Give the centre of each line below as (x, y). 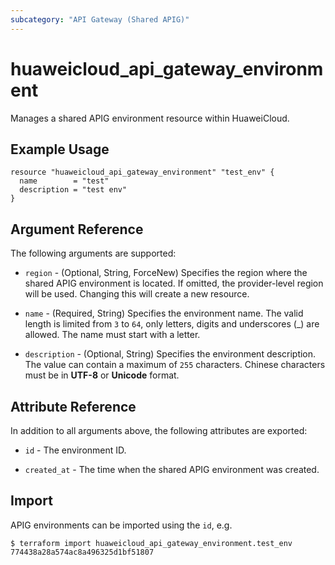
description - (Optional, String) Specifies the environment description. (170, 354)
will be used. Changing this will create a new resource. (137, 294)
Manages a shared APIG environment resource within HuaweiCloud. (150, 118)
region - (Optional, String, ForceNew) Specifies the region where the (166, 273)
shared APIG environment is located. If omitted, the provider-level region (174, 283)
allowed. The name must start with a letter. (112, 335)
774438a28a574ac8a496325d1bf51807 (82, 552)
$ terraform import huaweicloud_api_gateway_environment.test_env (151, 543)
